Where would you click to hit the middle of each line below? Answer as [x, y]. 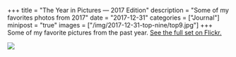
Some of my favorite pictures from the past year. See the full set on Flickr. [115, 32]
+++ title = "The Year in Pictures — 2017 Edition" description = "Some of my [118, 10]
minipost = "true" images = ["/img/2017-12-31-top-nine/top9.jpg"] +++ [110, 25]
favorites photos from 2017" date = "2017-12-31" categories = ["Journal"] [114, 18]
